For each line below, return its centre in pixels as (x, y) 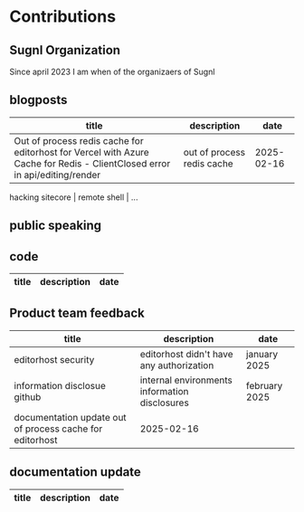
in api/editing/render (57, 175)
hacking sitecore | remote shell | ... (74, 197)
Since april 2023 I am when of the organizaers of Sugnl (112, 71)
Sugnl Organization (65, 50)
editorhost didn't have (186, 354)
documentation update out (70, 417)
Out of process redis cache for (79, 140)
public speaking (56, 226)
